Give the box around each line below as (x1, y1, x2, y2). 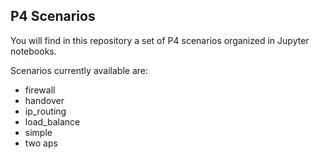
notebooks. (10, 45, 57, 57)
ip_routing (24, 105, 67, 117)
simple (24, 126, 53, 138)
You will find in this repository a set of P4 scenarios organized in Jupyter (10, 34, 310, 46)
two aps (24, 137, 58, 149)
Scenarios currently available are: (10, 64, 148, 76)
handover (24, 94, 65, 106)
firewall (24, 84, 56, 96)
